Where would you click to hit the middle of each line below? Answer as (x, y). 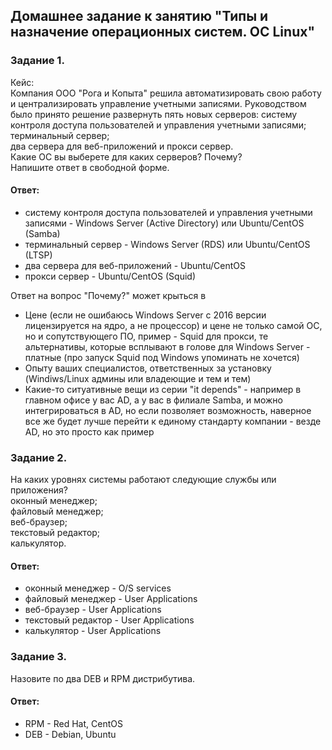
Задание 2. (39, 457)
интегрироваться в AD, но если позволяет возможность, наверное (168, 410)
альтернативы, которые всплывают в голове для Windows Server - (167, 346)
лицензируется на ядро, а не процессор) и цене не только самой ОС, (173, 325)
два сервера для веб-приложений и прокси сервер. (122, 146)
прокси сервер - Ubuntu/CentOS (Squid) (110, 276)
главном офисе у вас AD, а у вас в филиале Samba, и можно (153, 400)
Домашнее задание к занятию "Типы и (139, 16)
